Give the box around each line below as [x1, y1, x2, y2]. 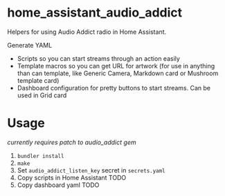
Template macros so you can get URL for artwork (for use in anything [17, 61, 215, 70]
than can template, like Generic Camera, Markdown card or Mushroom [17, 69, 219, 77]
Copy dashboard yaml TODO [17, 181, 100, 189]
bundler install [17, 153, 64, 159]
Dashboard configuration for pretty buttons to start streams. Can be [17, 84, 211, 92]
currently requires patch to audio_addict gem [7, 138, 136, 146]
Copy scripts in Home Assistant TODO [17, 173, 127, 182]
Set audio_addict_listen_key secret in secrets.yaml [17, 166, 165, 174]
